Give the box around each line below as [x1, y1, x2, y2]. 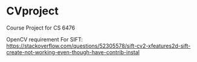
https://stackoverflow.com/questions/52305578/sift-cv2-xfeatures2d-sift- [6, 42, 191, 49]
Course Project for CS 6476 [6, 24, 76, 31]
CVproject [6, 4, 59, 18]
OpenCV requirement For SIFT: [6, 36, 83, 43]
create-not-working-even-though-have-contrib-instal [6, 48, 140, 55]
